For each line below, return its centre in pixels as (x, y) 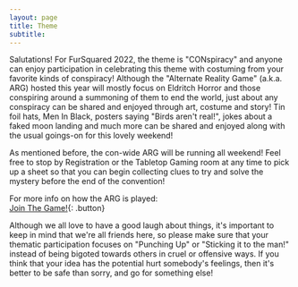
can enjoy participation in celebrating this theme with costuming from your (147, 69)
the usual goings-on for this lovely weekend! (91, 136)
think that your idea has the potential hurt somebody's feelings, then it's (142, 264)
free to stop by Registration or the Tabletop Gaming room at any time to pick (149, 163)
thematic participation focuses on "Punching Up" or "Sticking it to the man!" (149, 245)
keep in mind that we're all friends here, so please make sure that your (139, 235)
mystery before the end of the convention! (87, 181)
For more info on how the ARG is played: (84, 198)
